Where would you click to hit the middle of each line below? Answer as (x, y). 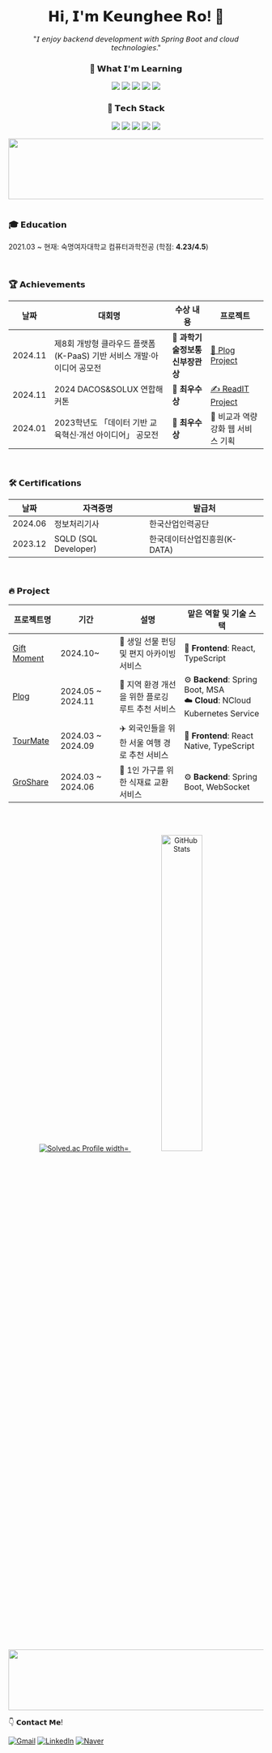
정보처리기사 (76, 524)
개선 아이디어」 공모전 (119, 435)
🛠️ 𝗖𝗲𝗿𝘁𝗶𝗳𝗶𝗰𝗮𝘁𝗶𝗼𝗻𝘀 (45, 483)
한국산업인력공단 (179, 524)
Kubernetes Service (222, 713)
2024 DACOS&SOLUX (96, 390)
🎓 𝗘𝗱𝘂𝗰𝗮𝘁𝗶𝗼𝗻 (38, 224)
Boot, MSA (204, 690)
